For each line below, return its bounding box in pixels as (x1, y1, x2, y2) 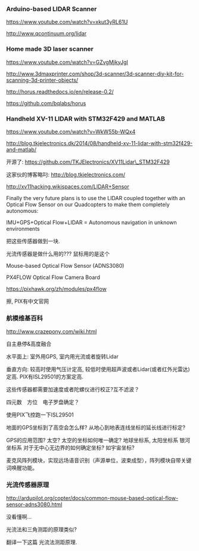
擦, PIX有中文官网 (6, 298, 49, 305)
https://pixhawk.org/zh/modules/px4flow (6, 285, 107, 292)
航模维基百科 (6, 314, 43, 322)
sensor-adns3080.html (6, 501, 63, 508)
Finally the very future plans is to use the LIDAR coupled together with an (6, 194, 186, 201)
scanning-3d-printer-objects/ (6, 76, 79, 84)
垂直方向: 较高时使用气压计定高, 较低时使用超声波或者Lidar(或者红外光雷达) (6, 366, 191, 373)
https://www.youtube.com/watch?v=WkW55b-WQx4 (6, 128, 136, 135)
